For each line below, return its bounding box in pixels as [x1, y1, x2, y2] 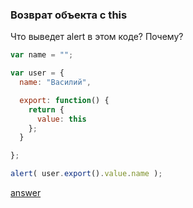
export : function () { [19, 95, 110, 105]
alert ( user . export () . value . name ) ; [10, 169, 163, 179]
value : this [36, 114, 87, 124]
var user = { [10, 68, 65, 78]
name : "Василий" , [19, 78, 92, 88]
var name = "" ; [10, 50, 74, 60]
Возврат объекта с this [10, 8, 128, 22]
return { [28, 104, 65, 115]
